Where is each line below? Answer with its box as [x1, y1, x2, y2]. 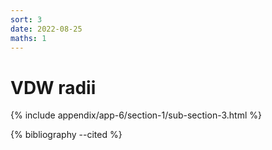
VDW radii [10, 76, 97, 99]
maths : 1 [10, 33, 47, 43]
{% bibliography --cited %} [10, 129, 123, 141]
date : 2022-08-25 [10, 24, 83, 34]
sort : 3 [10, 14, 43, 25]
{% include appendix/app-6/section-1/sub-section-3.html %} [10, 109, 262, 121]
